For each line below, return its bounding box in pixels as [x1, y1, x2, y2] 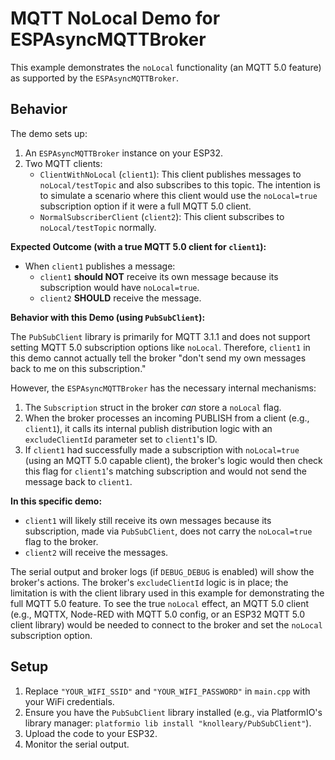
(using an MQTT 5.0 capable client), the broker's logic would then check [24, 454, 323, 466]
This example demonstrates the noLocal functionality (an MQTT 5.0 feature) [10, 61, 322, 73]
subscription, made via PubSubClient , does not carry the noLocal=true [24, 525, 313, 537]
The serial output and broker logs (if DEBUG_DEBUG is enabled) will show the [10, 565, 315, 577]
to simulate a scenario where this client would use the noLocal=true [39, 189, 318, 201]
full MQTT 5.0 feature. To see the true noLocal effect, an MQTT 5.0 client [10, 597, 310, 609]
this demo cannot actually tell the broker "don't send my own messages [10, 352, 307, 364]
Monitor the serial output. [24, 738, 130, 750]
